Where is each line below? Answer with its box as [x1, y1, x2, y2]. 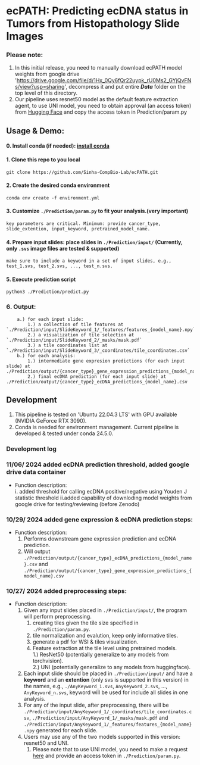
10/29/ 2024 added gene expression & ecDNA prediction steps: [6, 515, 193, 523]
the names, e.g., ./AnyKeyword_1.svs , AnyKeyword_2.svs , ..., [23, 683, 168, 690]
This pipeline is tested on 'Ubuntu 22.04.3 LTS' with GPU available [14, 411, 177, 418]
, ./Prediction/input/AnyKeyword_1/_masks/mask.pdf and [29, 714, 168, 722]
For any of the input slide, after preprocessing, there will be [23, 701, 169, 709]
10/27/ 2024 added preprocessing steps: [6, 587, 127, 595]
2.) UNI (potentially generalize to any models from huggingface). [32, 664, 191, 671]
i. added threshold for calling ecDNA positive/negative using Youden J [14, 488, 187, 495]
